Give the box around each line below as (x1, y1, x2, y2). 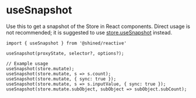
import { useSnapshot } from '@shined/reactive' (6, 40, 127, 46)
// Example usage (6, 61, 49, 66)
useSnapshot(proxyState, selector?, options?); (6, 50, 125, 56)
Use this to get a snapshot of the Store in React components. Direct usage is (6, 23, 190, 30)
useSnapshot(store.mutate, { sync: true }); (6, 76, 116, 82)
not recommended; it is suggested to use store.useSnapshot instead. (6, 29, 173, 36)
